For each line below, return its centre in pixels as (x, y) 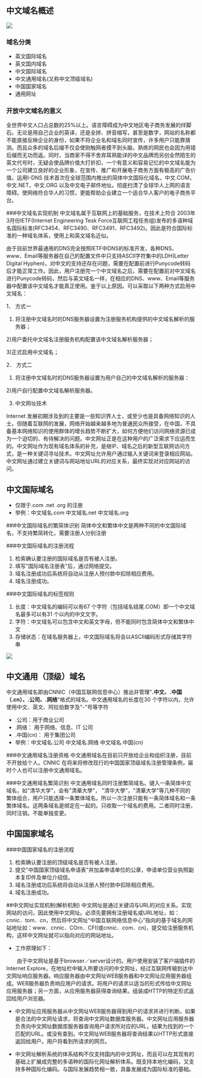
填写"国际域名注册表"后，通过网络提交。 (65, 566)
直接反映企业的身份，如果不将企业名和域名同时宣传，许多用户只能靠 (101, 140)
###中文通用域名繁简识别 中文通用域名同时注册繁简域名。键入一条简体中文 (99, 783)
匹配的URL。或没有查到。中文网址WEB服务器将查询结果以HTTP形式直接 (104, 1033)
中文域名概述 (30, 11)
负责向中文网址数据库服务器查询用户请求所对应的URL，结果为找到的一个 (104, 1026)
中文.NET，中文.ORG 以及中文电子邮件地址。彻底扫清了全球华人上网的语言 (99, 185)
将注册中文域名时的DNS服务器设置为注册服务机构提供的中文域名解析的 (102, 319)
